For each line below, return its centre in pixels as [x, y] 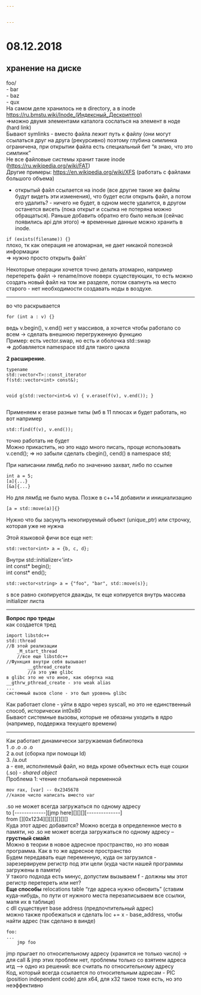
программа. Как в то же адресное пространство [69, 851]
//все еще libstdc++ [42, 656]
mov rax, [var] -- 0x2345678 [42, 790]
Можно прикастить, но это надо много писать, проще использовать [94, 447]
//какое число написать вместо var [51, 795]
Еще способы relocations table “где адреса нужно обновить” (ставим [95, 889]
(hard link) [19, 127]
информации [22, 251]
